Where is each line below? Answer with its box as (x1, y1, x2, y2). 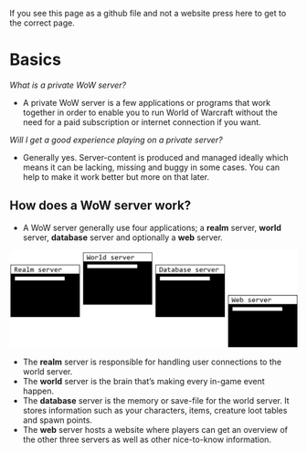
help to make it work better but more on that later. (22, 171, 210, 182)
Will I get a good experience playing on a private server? (9, 134, 224, 145)
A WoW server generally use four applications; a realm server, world (22, 222, 281, 233)
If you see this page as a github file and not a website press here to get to (9, 8, 287, 18)
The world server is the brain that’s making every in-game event (22, 375, 265, 386)
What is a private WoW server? (9, 79, 127, 90)
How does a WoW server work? (9, 198, 192, 214)
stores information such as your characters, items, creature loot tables (22, 405, 288, 415)
